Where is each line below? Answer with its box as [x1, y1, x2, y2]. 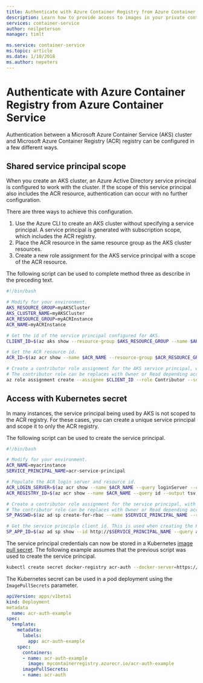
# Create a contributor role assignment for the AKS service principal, [6, 366, 193, 372]
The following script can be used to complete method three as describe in [6, 270, 190, 277]
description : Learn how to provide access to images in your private [6, 15, 185, 21]
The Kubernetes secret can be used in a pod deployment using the [6, 575, 173, 582]
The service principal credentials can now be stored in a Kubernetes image [6, 540, 193, 547]
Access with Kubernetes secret [6, 393, 127, 404]
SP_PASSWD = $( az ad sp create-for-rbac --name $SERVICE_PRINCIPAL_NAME [6, 512, 188, 519]
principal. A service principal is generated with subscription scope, [14, 226, 182, 233]
